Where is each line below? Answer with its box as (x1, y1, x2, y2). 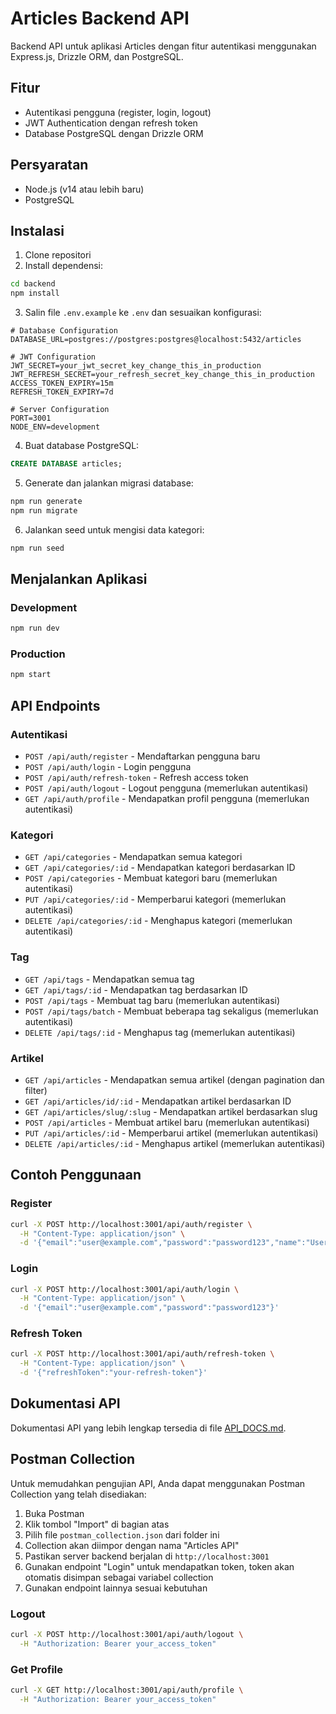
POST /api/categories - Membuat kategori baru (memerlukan (24, 872, 278, 884)
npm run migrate (10, 505, 78, 516)
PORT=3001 (10, 413, 52, 424)
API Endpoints (10, 697, 101, 714)
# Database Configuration (10, 326, 118, 336)
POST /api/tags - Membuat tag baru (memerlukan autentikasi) (24, 994, 281, 1006)
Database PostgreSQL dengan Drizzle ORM (24, 127, 204, 139)
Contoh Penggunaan (10, 1167, 142, 1184)
